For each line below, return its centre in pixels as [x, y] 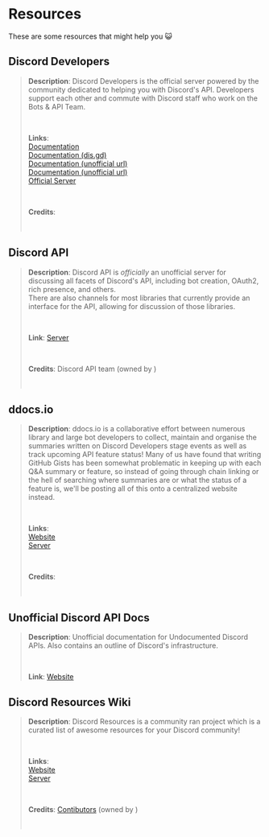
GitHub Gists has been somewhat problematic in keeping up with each [145, 463]
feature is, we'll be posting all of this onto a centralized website [132, 489]
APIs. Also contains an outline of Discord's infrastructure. [123, 645]
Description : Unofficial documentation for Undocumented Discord [138, 637]
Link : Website [51, 677]
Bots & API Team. [57, 106]
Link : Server [48, 337]
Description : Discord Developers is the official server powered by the [143, 80]
